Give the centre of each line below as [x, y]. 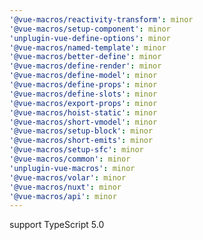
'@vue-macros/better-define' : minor [85, 57]
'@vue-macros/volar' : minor [68, 177]
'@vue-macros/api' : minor [63, 196]
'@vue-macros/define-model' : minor [83, 76]
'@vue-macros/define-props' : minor [83, 85]
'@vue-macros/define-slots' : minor [83, 94]
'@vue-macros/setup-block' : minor [81, 131]
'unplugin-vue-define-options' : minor [90, 38]
